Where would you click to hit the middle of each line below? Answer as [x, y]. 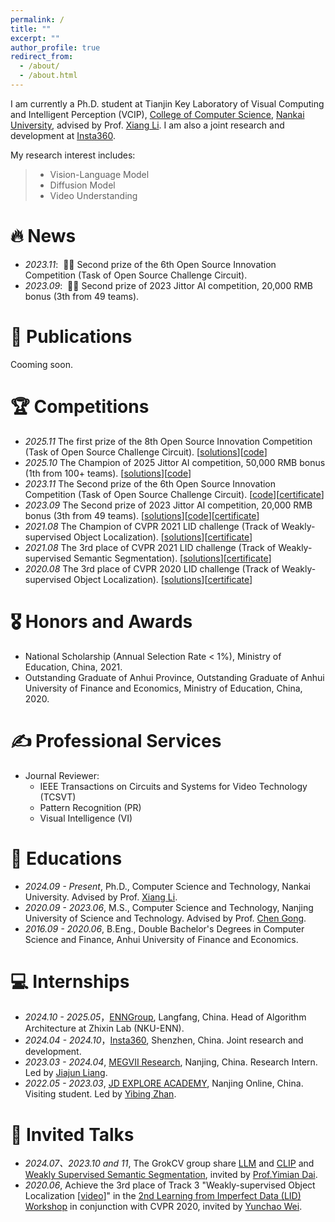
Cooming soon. [41, 364]
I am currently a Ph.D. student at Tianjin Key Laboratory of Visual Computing [167, 103]
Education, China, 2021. [73, 667]
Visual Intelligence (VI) [86, 818]
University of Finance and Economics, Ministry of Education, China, [163, 688]
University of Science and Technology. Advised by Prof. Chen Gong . [165, 918]
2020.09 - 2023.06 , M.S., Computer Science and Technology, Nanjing [169, 907]
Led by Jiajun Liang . [66, 1073]
